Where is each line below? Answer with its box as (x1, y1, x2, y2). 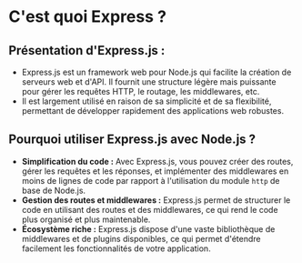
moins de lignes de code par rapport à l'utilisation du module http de (21, 175, 280, 186)
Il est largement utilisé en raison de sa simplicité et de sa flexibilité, (21, 96, 272, 106)
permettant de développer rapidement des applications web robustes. (21, 106, 284, 116)
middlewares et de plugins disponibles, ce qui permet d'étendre (21, 233, 261, 244)
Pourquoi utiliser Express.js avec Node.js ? (8, 132, 257, 147)
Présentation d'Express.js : (8, 43, 166, 58)
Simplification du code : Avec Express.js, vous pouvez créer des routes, (21, 156, 294, 167)
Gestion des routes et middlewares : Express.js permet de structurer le (21, 194, 291, 206)
